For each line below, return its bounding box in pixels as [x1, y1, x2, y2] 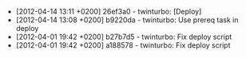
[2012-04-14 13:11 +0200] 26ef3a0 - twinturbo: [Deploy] [15, 7, 202, 16]
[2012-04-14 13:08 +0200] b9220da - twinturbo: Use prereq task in [15, 15, 239, 25]
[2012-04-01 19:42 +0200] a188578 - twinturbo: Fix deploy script [15, 41, 231, 50]
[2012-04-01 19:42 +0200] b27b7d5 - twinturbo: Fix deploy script [15, 32, 232, 41]
